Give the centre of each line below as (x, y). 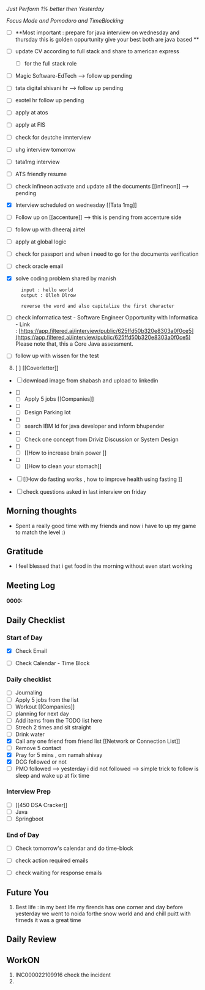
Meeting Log (31, 585)
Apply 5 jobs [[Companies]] (59, 399)
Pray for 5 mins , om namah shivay (59, 755)
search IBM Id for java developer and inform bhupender (94, 426)
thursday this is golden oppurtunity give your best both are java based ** (107, 40)
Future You (28, 892)
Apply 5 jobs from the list (47, 699)
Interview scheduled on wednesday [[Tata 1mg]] (76, 205)
